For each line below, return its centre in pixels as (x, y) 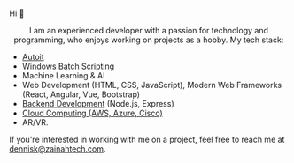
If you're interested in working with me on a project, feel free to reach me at (147, 139)
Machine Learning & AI (63, 75)
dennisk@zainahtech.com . (58, 148)
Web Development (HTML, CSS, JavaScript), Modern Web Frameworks (151, 85)
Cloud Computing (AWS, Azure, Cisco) (93, 113)
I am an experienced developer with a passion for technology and (149, 30)
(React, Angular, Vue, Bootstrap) (81, 94)
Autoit (33, 56)
